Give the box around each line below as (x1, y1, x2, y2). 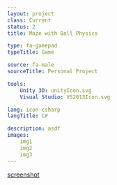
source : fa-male (7, 61, 54, 68)
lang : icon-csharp (7, 106, 61, 113)
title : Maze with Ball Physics (7, 29, 98, 37)
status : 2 (7, 23, 36, 30)
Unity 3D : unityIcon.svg (19, 87, 92, 94)
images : (7, 132, 30, 139)
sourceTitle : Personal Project (7, 68, 98, 75)
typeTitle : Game (7, 49, 54, 56)
